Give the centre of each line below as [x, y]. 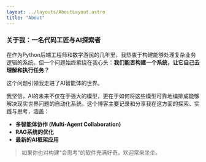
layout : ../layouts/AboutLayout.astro [56, 12]
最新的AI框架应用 [37, 139]
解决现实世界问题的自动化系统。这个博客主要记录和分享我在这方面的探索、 [100, 103]
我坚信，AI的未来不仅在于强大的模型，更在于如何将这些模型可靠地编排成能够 [103, 96]
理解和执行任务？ [28, 70]
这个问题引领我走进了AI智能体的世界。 [55, 83]
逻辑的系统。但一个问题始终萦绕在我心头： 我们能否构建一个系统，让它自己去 [103, 62]
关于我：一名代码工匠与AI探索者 [54, 40]
